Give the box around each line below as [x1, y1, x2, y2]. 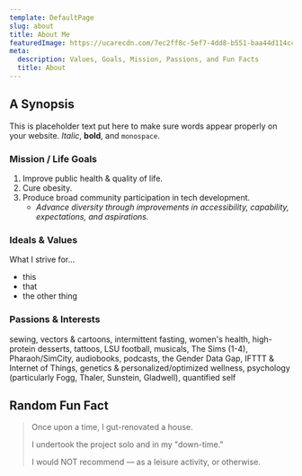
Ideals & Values [9, 233, 78, 246]
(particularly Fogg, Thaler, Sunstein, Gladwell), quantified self [9, 372, 236, 382]
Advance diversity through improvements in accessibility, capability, [35, 202, 289, 212]
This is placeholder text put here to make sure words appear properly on [9, 121, 278, 131]
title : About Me [9, 30, 70, 39]
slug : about [9, 22, 54, 31]
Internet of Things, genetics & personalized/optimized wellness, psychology [9, 362, 290, 373]
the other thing [22, 291, 78, 301]
